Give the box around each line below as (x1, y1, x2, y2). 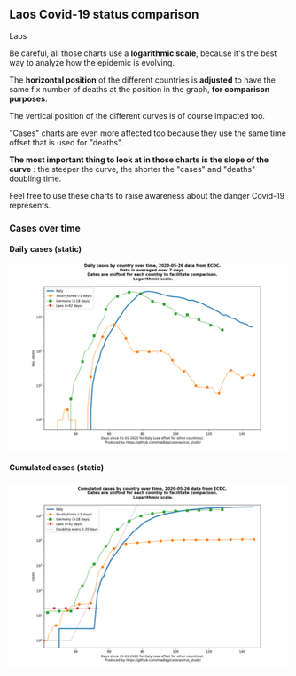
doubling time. (9, 173, 62, 184)
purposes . (9, 93, 48, 104)
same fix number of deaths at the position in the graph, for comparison (9, 83, 270, 94)
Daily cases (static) (9, 244, 82, 255)
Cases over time (9, 222, 82, 234)
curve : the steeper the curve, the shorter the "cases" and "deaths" (9, 163, 256, 174)
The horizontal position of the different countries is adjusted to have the (9, 75, 277, 85)
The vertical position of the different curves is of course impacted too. (9, 110, 266, 121)
